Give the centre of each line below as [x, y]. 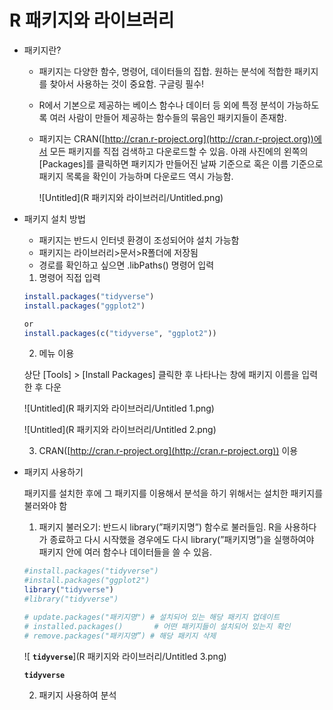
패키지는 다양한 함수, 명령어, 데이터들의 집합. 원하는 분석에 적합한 [165, 71]
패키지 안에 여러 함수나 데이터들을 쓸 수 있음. [125, 552]
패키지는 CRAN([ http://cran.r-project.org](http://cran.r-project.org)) [176, 138]
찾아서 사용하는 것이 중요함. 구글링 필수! [127, 83]
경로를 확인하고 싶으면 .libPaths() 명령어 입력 [126, 265]
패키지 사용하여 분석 [77, 695]
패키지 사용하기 [53, 472]
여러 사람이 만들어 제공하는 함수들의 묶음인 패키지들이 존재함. [168, 117]
